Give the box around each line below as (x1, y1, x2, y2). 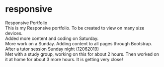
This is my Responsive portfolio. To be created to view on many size (5, 25, 145, 31)
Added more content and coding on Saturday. (5, 35, 98, 41)
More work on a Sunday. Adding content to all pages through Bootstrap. (5, 40, 153, 46)
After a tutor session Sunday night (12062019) (5, 46, 99, 52)
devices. (5, 30, 23, 36)
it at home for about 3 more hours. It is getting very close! (5, 56, 123, 62)
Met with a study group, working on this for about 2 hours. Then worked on (5, 51, 159, 57)
